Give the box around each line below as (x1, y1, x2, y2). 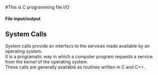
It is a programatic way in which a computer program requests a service (5, 54, 153, 60)
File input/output (5, 15, 41, 21)
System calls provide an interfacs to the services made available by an (5, 43, 150, 49)
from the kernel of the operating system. (5, 59, 88, 65)
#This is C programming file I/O (5, 4, 70, 10)
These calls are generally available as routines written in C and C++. (5, 64, 146, 70)
